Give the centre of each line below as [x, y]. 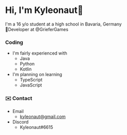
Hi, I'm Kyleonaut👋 [44, 10]
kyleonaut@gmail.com [43, 116]
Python [27, 64]
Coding [14, 42]
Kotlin [26, 69]
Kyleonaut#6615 [36, 127]
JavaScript [31, 85]
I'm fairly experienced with [40, 53]
